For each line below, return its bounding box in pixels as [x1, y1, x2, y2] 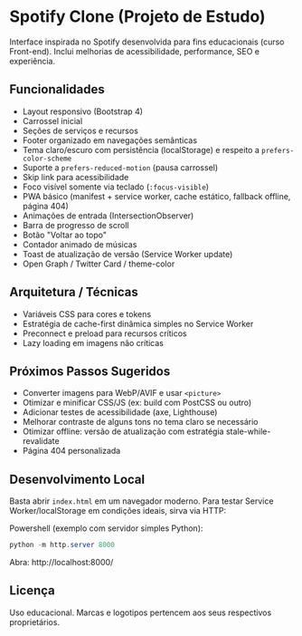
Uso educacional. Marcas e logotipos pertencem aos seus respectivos [9, 607, 272, 618]
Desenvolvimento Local [9, 471, 146, 487]
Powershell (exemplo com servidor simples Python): [9, 523, 203, 534]
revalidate [22, 436, 61, 447]
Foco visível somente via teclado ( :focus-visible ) [22, 181, 210, 192]
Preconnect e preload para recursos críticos [22, 328, 187, 339]
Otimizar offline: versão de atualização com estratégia [22, 426, 224, 437]
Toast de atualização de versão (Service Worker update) [22, 248, 233, 259]
